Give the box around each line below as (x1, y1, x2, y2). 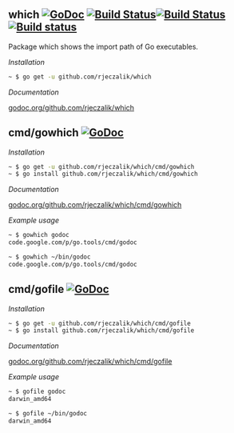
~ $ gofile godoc (8, 387, 66, 396)
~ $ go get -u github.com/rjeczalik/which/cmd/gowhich (8, 162, 195, 170)
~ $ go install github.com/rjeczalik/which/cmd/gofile (8, 327, 195, 335)
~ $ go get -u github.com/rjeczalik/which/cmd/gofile (8, 319, 192, 327)
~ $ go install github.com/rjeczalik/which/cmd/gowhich (8, 170, 198, 178)
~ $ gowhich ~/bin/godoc (8, 253, 91, 261)
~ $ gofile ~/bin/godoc (8, 410, 88, 418)
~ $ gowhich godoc (8, 231, 69, 239)
